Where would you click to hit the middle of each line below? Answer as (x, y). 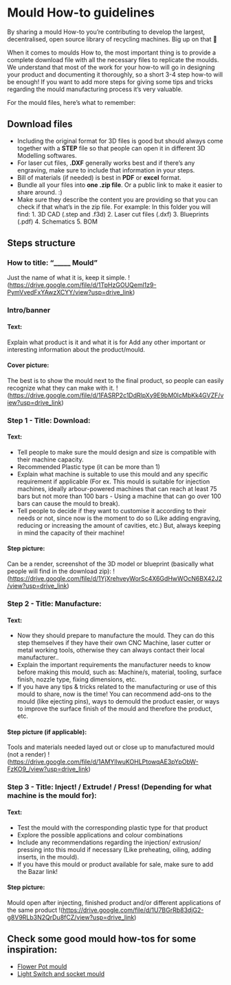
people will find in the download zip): (59, 571)
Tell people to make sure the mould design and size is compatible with (117, 452)
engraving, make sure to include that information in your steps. (106, 170)
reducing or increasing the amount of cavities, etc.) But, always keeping (119, 525)
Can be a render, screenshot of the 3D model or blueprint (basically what (111, 564)
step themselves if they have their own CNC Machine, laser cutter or (114, 643)
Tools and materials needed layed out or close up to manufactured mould (111, 747)
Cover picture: (28, 365)
